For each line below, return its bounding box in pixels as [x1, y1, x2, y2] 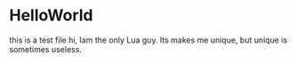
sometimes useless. [9, 43, 83, 54]
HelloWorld [9, 5, 93, 26]
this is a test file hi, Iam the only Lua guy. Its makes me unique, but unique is [9, 35, 288, 45]
